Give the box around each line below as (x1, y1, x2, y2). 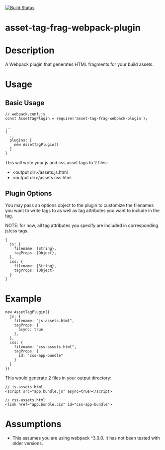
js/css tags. (5, 227, 29, 233)
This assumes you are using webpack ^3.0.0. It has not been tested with (12, 435, 160, 441)
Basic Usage (5, 99, 45, 107)
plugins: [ (9, 138, 32, 143)
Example (5, 293, 42, 305)
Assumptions (5, 419, 62, 430)
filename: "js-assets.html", (14, 318, 75, 323)
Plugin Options (5, 189, 52, 198)
